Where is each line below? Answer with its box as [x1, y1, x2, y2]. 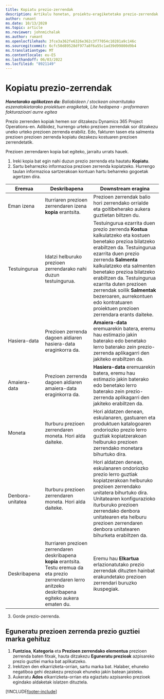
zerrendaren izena [45, 203, 87, 210]
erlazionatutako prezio [93, 561, 145, 568]
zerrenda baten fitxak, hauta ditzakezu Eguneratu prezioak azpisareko [12, 653, 155, 659]
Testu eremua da [45, 564, 84, 571]
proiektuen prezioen [93, 305, 140, 312]
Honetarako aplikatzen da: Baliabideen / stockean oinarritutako [5, 99, 135, 105]
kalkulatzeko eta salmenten [93, 262, 156, 269]
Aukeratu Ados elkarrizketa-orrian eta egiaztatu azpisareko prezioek [12, 674, 150, 679]
